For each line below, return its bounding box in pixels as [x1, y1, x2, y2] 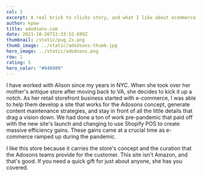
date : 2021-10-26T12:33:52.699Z [6, 31, 88, 37]
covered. [6, 164, 28, 171]
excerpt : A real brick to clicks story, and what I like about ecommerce [6, 15, 197, 21]
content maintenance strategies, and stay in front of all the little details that [6, 107, 193, 115]
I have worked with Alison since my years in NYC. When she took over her [6, 82, 191, 89]
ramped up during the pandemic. [34, 133, 117, 140]
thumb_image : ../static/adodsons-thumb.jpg [6, 43, 118, 49]
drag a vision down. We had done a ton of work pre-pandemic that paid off [6, 114, 193, 121]
